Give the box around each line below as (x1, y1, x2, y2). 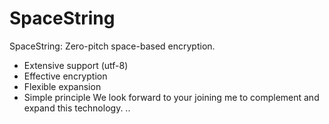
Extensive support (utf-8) (23, 59, 129, 71)
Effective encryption (23, 70, 108, 82)
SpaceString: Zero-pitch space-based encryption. (9, 40, 216, 52)
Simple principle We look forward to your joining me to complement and (23, 91, 320, 103)
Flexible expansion (23, 80, 102, 92)
